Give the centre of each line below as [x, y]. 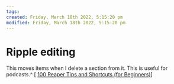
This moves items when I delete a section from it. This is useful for [87, 68]
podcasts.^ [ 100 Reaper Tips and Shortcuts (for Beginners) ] [79, 75]
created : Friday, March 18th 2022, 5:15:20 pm [65, 17]
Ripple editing [41, 52]
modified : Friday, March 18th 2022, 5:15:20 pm [66, 22]
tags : [13, 12]
